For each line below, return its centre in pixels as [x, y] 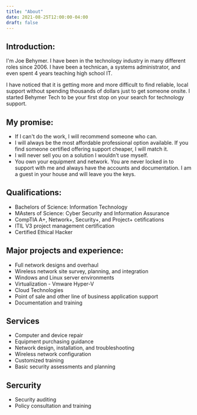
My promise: [30, 122]
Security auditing [35, 400]
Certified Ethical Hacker [43, 232]
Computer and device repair [49, 335]
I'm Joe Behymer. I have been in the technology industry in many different [96, 61]
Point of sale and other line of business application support [86, 296]
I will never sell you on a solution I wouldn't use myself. [81, 155]
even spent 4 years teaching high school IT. [59, 73]
